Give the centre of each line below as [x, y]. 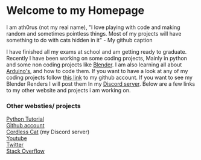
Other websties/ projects [44, 106]
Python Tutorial [25, 119]
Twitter [15, 145]
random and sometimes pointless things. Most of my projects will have [94, 33]
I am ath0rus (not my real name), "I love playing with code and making [93, 27]
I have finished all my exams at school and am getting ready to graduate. [97, 51]
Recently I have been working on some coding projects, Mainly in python [97, 58]
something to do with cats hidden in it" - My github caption [79, 40]
